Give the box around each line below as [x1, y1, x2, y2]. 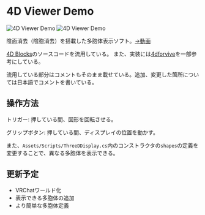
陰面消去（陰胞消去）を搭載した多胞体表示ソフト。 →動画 [6, 37, 151, 44]
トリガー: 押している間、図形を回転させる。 [6, 115, 117, 123]
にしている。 [11, 58, 44, 65]
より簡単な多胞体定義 [15, 202, 69, 209]
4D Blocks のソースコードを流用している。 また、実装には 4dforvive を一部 [6, 50, 192, 58]
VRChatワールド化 [15, 186, 62, 194]
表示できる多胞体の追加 [15, 194, 75, 202]
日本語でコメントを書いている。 [17, 78, 98, 86]
